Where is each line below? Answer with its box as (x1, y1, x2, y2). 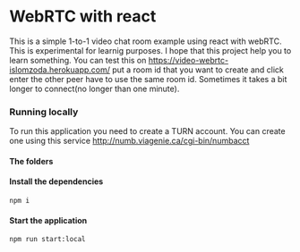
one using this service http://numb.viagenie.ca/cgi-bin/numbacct (9, 136, 250, 147)
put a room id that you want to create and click (111, 64, 284, 75)
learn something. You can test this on (9, 55, 147, 65)
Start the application (9, 214, 88, 225)
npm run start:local (9, 235, 87, 244)
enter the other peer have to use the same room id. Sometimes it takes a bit (9, 73, 287, 84)
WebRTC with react (9, 6, 157, 27)
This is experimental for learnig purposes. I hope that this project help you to (9, 45, 292, 55)
